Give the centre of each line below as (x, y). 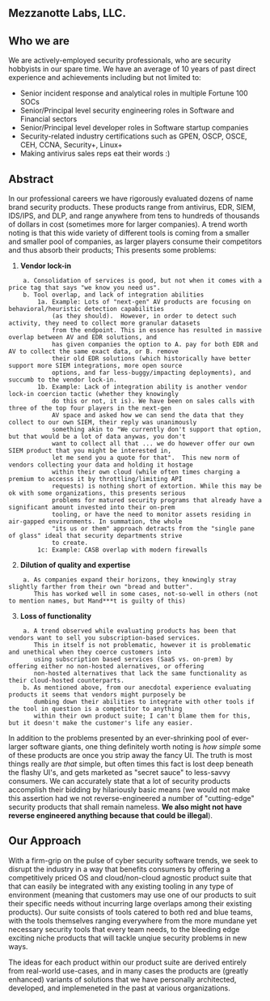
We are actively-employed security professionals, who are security (120, 61)
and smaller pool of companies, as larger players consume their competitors (135, 241)
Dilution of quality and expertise (75, 565)
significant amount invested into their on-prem (92, 508)
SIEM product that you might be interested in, (90, 451)
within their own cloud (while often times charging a (146, 472)
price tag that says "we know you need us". (84, 288)
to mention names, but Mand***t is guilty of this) (97, 601)
